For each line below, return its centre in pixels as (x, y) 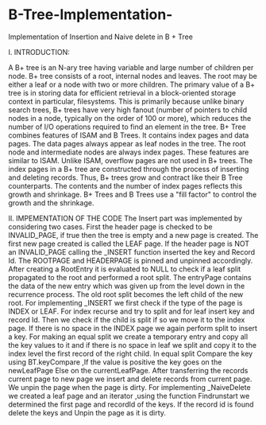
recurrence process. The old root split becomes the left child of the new (126, 294)
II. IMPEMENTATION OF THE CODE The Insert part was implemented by (125, 218)
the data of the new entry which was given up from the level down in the (127, 286)
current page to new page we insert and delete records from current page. (130, 379)
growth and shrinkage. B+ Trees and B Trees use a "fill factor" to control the (133, 194)
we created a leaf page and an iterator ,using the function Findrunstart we (129, 396)
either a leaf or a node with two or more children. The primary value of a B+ (132, 84)
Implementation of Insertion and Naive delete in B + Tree (100, 37)
